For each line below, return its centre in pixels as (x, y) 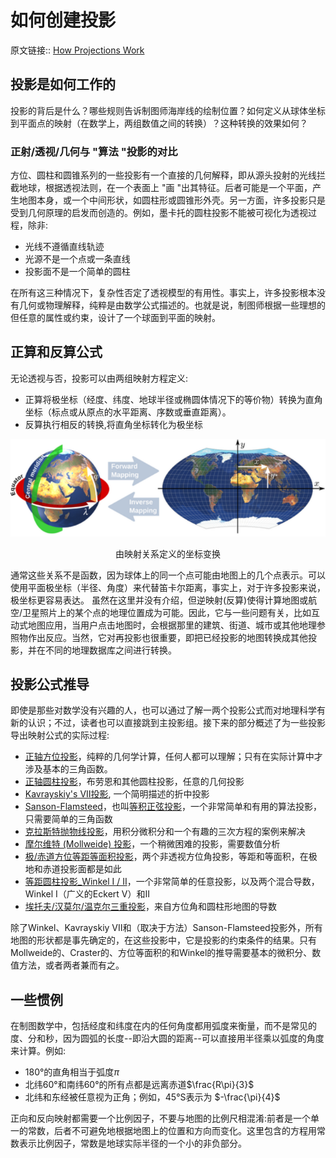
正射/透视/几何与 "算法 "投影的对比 (94, 151)
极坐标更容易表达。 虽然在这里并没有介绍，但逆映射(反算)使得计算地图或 (159, 600)
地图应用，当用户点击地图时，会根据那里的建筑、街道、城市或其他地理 (172, 625)
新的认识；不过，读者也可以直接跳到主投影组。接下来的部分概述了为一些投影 (168, 723)
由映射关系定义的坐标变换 (168, 553)
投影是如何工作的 (63, 84)
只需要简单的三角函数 (68, 819)
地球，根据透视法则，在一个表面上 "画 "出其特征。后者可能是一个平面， (165, 188)
